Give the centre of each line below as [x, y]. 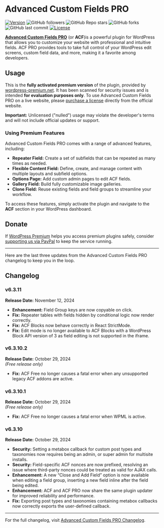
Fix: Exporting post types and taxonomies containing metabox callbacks [85, 501]
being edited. [25, 486]
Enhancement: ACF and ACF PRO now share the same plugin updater [82, 490]
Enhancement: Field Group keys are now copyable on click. [72, 310]
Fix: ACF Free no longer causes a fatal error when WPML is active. [79, 417]
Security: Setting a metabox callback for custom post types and [77, 449]
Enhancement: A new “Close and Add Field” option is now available [80, 475]
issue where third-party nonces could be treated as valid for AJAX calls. [85, 470]
